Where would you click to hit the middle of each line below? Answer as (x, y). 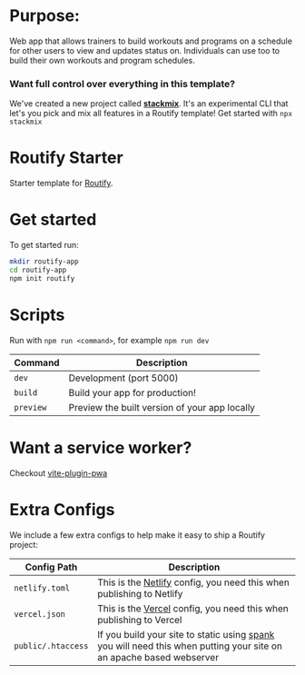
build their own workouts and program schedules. (102, 60)
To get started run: (44, 245)
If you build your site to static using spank (186, 634)
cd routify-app (38, 270)
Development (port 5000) (123, 378)
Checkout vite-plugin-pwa (59, 472)
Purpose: (44, 16)
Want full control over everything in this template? (123, 84)
